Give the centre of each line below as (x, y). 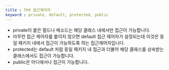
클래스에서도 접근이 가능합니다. (44, 55)
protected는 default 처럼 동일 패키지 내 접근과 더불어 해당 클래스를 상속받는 (88, 49)
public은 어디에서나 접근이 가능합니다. (51, 62)
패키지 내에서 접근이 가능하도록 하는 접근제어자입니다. (72, 43)
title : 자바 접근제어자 (28, 10)
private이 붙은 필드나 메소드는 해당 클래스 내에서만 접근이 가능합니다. (81, 30)
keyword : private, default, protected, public (57, 15)
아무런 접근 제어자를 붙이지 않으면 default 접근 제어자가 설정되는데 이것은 (86, 36)
